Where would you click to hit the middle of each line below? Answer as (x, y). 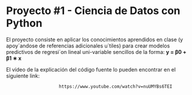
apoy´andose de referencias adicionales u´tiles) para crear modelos (88, 46)
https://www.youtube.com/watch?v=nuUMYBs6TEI (115, 86)
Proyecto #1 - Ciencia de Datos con (93, 11)
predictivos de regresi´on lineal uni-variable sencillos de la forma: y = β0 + (96, 52)
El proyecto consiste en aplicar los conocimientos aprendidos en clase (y (95, 39)
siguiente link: (23, 76)
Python (24, 23)
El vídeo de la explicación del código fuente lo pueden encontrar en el (91, 69)
